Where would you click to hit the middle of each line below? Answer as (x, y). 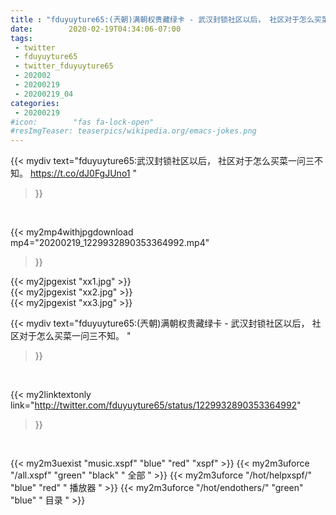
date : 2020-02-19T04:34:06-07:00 (96, 29)
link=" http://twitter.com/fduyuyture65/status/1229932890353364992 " (156, 405)
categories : (35, 103)
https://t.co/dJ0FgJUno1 (80, 173)
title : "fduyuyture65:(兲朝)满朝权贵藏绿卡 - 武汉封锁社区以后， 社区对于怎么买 (166, 19)
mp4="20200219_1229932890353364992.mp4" (110, 243)
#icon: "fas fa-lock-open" (82, 122)
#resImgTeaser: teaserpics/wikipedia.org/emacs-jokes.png (133, 131)
